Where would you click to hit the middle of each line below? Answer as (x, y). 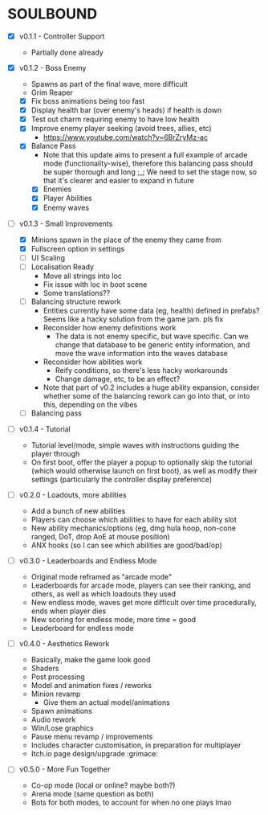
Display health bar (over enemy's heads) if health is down (126, 110)
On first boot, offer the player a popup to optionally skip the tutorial (142, 462)
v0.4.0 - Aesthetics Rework (64, 644)
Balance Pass (53, 146)
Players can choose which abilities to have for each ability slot (134, 520)
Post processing (58, 677)
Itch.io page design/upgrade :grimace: (94, 754)
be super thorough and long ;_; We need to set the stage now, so (150, 172)
